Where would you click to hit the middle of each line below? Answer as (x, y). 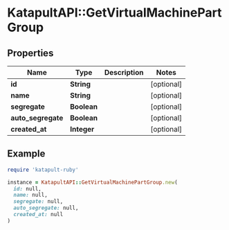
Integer (82, 129)
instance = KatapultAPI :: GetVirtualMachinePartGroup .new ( (92, 182)
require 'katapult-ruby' (43, 170)
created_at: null (38, 215)
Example (26, 154)
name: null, (31, 195)
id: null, (27, 188)
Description (124, 72)
